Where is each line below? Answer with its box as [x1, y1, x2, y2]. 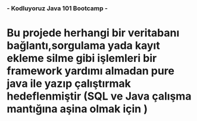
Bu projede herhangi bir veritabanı [7, 26, 180, 40]
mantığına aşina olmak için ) [7, 103, 148, 116]
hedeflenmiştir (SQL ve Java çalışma [7, 89, 192, 103]
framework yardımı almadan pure [7, 64, 175, 78]
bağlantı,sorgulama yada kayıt [7, 39, 160, 52]
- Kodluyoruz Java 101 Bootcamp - [7, 4, 108, 13]
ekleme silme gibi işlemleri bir [7, 52, 157, 65]
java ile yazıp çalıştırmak [7, 77, 132, 91]
